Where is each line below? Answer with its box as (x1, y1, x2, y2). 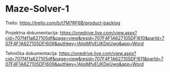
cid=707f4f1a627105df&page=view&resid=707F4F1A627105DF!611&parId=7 (5, 55, 164, 61)
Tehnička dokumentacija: (5, 50, 58, 56)
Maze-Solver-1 (5, 3, 69, 15)
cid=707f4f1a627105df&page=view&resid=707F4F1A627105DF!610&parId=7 (5, 35, 165, 41)
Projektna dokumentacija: (5, 29, 59, 35)
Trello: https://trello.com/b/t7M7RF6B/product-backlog (5, 20, 120, 26)
